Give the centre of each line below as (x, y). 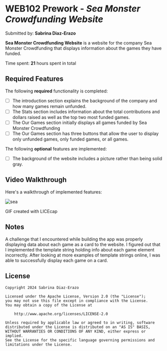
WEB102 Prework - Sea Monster (73, 9)
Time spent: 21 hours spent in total (41, 63)
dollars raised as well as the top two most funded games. (71, 117)
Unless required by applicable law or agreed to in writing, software (80, 322)
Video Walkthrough (36, 180)
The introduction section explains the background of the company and (84, 100)
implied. (14, 335)
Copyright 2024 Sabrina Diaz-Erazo (42, 287)
